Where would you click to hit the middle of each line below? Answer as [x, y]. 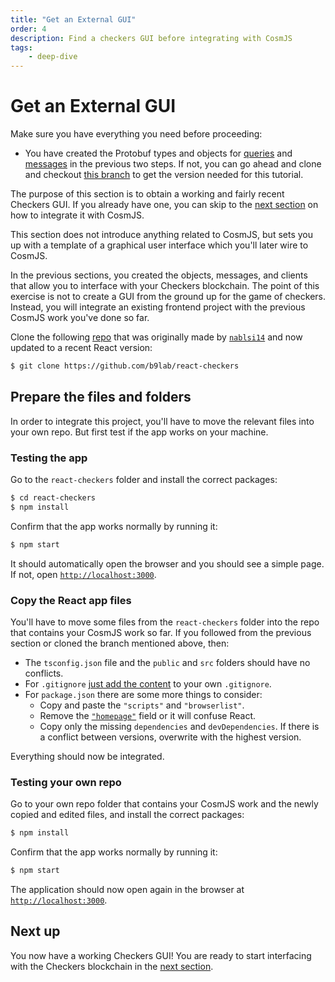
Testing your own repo [66, 782]
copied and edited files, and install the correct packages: [127, 815]
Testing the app [49, 458]
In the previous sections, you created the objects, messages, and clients [159, 275]
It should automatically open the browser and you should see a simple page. [167, 563]
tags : [21, 47]
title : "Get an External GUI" [73, 19]
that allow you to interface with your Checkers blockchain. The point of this [165, 286]
